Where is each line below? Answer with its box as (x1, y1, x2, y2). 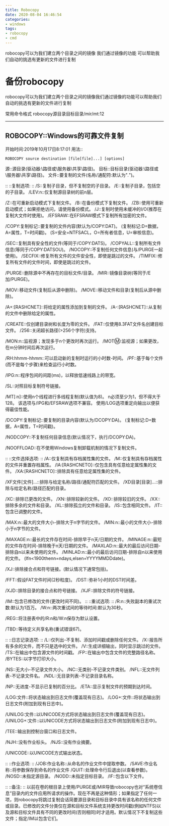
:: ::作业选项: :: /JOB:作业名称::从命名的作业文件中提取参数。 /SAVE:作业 (5, 760, 153, 766)
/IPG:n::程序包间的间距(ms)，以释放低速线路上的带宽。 (5, 372, 118, 378)
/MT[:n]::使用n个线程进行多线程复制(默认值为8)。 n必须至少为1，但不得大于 (5, 394, 161, 400)
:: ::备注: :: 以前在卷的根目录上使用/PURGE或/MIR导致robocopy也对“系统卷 (5, 784, 158, 790)
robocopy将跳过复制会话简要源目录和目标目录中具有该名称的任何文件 (18, 796, 162, 802)
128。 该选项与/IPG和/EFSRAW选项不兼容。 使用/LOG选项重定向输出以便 (5, 400, 156, 406)
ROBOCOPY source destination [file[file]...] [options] (5, 156, 125, 161)
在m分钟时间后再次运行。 (5, 344, 58, 350)
